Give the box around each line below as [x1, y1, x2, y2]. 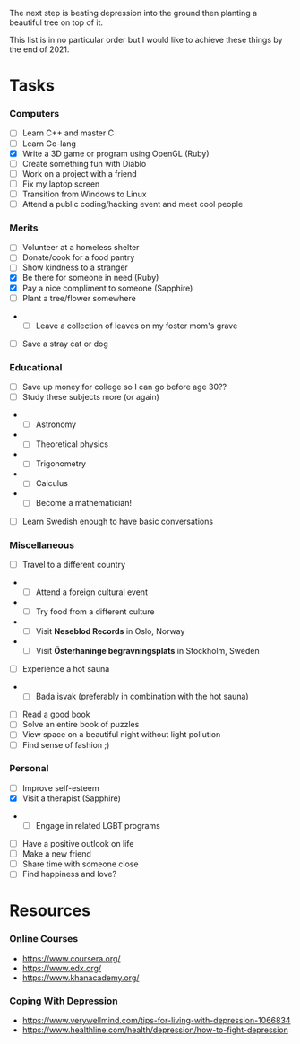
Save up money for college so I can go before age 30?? [21, 381, 227, 393]
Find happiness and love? [21, 869, 117, 880]
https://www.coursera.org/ [21, 953, 121, 963]
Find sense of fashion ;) [21, 739, 110, 750]
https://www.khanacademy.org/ [21, 972, 140, 983]
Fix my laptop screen [21, 178, 100, 189]
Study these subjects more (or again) [21, 392, 159, 403]
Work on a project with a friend [21, 168, 137, 178]
